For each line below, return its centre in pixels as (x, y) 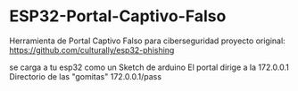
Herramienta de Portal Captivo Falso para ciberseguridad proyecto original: (147, 41)
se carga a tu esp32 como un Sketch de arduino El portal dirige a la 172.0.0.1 (149, 67)
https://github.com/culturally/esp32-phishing (92, 49)
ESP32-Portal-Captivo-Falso (118, 16)
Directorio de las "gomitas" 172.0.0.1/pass (86, 76)
